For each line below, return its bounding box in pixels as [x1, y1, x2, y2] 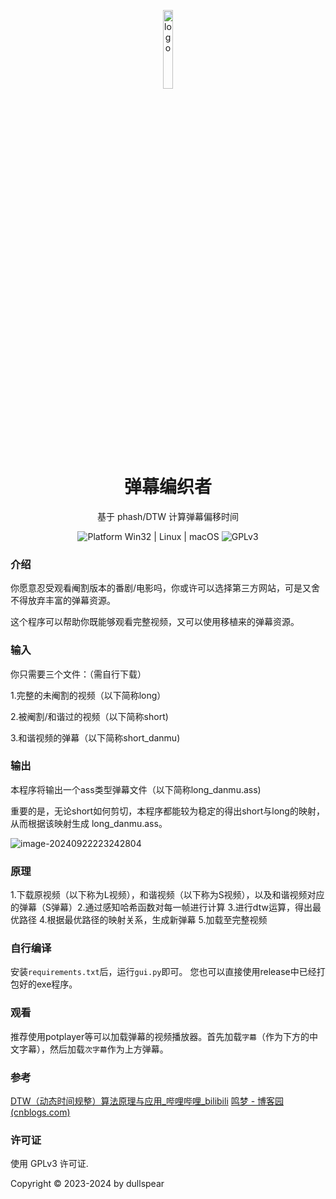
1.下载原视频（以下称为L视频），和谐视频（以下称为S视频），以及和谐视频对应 [10, 889, 325, 901]
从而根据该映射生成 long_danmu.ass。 [10, 817, 168, 829]
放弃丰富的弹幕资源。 [27, 595, 116, 607]
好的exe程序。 [18, 978, 78, 990]
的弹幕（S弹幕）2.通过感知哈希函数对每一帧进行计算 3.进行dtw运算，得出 [10, 901, 313, 914]
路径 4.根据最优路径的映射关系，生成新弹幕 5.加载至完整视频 [18, 914, 268, 926]
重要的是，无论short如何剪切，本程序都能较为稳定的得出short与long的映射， [10, 805, 325, 817]
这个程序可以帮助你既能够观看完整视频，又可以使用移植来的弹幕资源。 [10, 616, 300, 628]
